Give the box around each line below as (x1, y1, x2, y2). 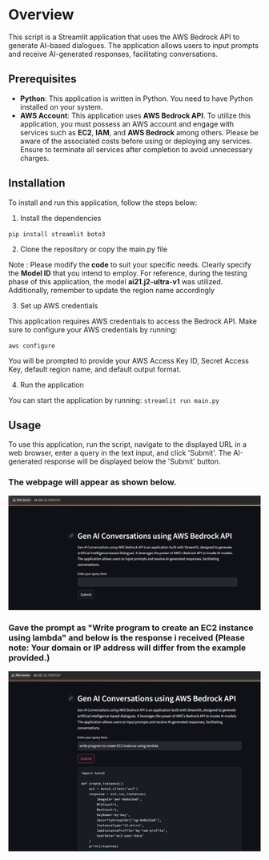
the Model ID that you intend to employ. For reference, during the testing (8, 268, 248, 278)
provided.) (8, 653, 50, 664)
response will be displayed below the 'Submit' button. (43, 456, 221, 466)
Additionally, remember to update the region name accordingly (8, 285, 215, 295)
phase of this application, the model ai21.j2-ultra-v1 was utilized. (8, 276, 223, 286)
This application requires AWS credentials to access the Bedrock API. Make (8, 316, 258, 326)
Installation (8, 176, 66, 190)
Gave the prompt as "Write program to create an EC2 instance (8, 622, 254, 633)
